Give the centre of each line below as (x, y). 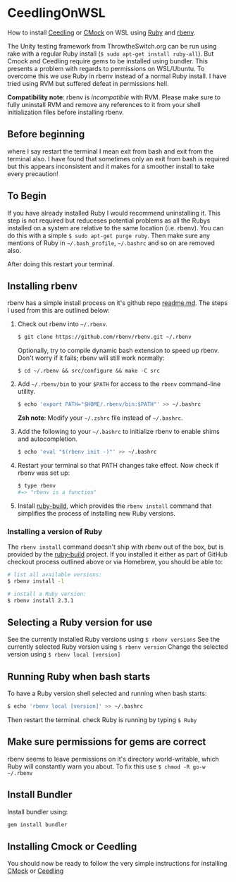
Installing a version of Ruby (55, 531)
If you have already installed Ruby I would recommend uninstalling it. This (114, 213)
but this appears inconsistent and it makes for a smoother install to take (111, 166)
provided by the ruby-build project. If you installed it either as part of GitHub (117, 554)
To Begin (27, 196)
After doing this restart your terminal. (61, 264)
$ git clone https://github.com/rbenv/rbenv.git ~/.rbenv (104, 337)
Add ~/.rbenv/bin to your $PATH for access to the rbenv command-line (119, 384)
